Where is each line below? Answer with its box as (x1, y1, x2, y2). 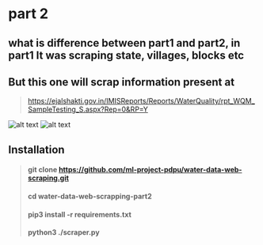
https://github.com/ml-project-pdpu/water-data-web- (58, 165, 242, 175)
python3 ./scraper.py (27, 228, 101, 237)
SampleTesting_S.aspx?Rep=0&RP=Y (27, 104, 148, 115)
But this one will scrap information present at (8, 75, 235, 89)
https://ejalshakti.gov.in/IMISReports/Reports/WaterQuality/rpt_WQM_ (27, 96, 255, 106)
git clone (27, 165, 58, 175)
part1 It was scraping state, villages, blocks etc (8, 48, 244, 62)
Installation (8, 143, 65, 156)
